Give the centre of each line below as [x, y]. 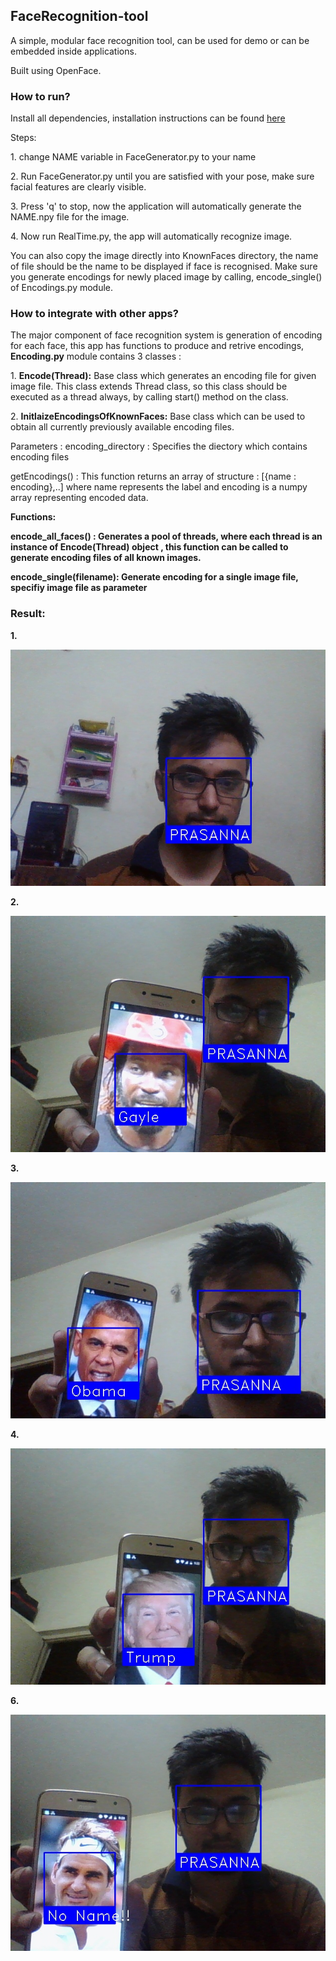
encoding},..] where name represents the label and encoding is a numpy [159, 487]
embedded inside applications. [73, 51]
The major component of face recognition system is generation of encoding [166, 335]
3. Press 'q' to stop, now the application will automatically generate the [156, 206]
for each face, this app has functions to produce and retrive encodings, [157, 346]
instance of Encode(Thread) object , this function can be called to [149, 547]
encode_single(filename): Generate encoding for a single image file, [154, 577]
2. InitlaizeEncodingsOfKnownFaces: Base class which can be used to [158, 416]
